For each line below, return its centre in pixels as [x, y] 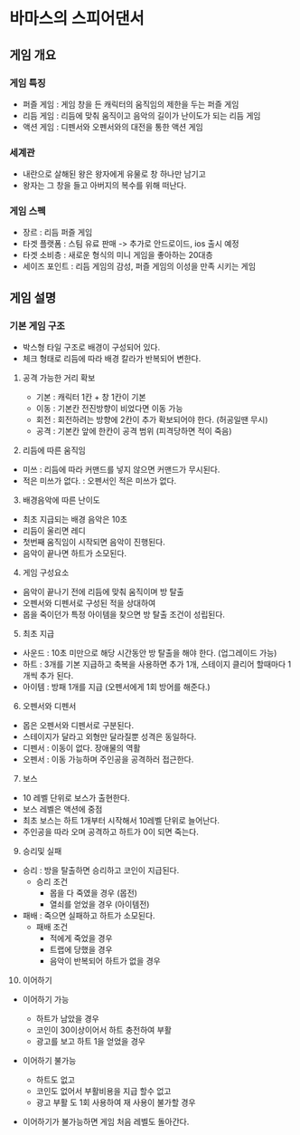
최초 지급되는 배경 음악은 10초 [75, 519]
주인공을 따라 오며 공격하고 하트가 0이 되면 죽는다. [110, 832]
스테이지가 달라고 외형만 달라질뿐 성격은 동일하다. [109, 737]
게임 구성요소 [46, 572]
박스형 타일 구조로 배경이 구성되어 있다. [91, 347]
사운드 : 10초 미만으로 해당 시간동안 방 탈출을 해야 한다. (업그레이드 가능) [150, 653]
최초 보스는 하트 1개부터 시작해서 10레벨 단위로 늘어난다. [121, 821]
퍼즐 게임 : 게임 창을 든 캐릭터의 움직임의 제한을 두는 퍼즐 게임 [131, 104]
